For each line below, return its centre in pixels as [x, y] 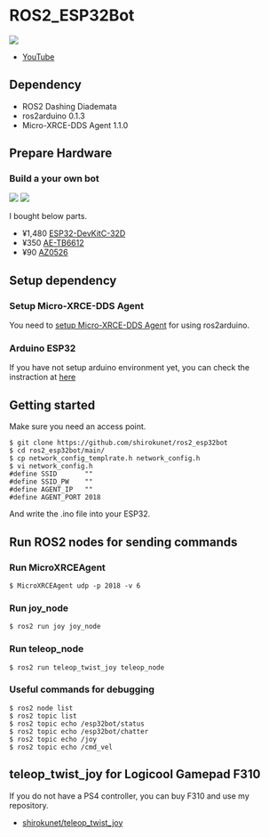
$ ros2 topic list [43, 716]
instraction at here [43, 377]
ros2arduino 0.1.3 [54, 116]
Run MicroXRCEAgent [58, 567]
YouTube [38, 57]
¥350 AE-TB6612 [53, 243]
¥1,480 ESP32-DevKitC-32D [74, 233]
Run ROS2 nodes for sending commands [123, 542]
